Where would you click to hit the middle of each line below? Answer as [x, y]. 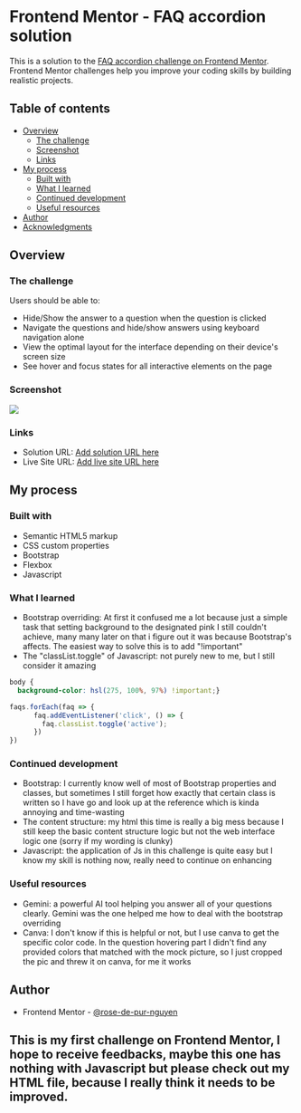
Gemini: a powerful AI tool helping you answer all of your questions [147, 904]
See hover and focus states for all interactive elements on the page [147, 366]
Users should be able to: [55, 301]
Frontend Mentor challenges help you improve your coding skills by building [150, 71]
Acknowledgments [57, 226]
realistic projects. [42, 80]
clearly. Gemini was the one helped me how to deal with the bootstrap [152, 913]
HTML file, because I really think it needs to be [142, 1083]
